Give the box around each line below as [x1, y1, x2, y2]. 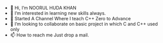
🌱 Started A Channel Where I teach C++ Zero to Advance [10, 16, 131, 21]
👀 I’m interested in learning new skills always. [10, 10, 106, 16]
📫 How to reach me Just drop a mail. [10, 32, 89, 38]
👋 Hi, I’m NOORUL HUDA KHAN [10, 5, 77, 11]
